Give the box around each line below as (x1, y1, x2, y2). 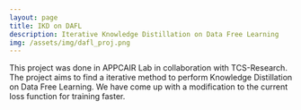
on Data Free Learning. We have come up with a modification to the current (9, 81, 288, 92)
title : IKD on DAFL (9, 21, 83, 30)
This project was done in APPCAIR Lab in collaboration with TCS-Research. (9, 63, 288, 73)
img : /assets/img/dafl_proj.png (9, 38, 130, 47)
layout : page (9, 13, 58, 22)
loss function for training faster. (9, 91, 126, 102)
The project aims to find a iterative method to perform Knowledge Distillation (9, 72, 293, 83)
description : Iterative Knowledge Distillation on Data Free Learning (9, 30, 279, 38)
